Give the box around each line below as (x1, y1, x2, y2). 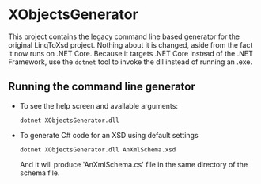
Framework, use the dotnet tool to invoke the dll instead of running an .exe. (8, 57, 253, 67)
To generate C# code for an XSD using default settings (19, 130, 199, 140)
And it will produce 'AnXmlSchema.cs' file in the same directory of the (19, 159, 248, 169)
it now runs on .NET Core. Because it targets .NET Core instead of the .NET (8, 48, 253, 58)
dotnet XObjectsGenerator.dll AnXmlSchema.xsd (19, 145, 176, 154)
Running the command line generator (8, 80, 196, 94)
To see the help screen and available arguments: (19, 101, 178, 110)
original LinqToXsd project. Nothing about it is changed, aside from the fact (8, 40, 253, 49)
